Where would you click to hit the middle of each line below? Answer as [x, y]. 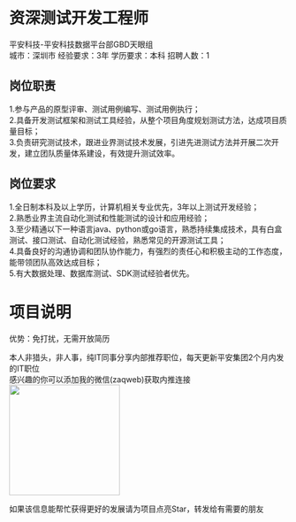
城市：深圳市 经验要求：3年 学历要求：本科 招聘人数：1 [110, 55]
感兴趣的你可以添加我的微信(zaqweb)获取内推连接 [100, 379]
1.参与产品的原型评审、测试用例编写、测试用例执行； [105, 109]
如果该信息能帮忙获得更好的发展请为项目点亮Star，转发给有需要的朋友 [137, 509]
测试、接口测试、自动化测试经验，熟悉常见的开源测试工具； [118, 240]
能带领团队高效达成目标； [56, 262]
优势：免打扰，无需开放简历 [60, 338]
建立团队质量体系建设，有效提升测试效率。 [102, 153]
